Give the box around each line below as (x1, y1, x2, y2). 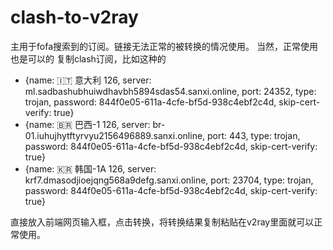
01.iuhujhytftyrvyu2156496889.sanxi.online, (24, 129, 206, 141)
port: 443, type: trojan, (207, 129, 301, 141)
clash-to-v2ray (10, 6, 139, 29)
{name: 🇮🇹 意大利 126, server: (24, 74, 152, 86)
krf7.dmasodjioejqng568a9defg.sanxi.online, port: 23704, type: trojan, (24, 174, 314, 186)
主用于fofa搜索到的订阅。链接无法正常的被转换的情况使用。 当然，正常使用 (10, 40, 318, 52)
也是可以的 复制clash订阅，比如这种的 (10, 52, 167, 65)
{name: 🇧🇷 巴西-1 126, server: (24, 118, 151, 130)
